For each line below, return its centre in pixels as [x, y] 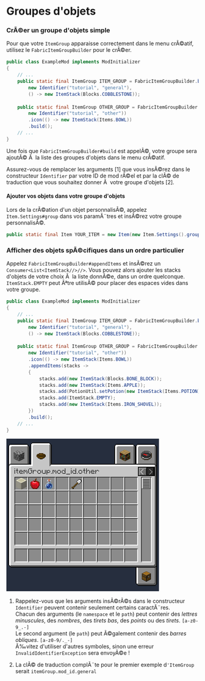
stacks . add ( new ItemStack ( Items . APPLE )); [92, 385]
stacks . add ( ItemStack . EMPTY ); [77, 398]
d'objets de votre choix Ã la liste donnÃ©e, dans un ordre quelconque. [95, 276]
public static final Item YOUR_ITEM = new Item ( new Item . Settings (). [97, 235]
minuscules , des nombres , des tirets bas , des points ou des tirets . [98, 620]
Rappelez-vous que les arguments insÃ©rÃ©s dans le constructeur [100, 601]
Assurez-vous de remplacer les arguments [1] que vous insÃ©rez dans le [98, 169]
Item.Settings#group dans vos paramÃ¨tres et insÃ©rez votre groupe [94, 216]
